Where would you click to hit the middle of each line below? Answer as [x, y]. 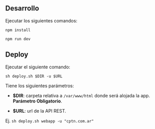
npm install [18, 30]
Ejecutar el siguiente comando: [38, 67]
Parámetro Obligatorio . [37, 101]
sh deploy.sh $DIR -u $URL [34, 76]
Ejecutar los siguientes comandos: [41, 20]
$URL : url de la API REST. [39, 111]
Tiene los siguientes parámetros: [40, 86]
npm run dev [18, 39]
